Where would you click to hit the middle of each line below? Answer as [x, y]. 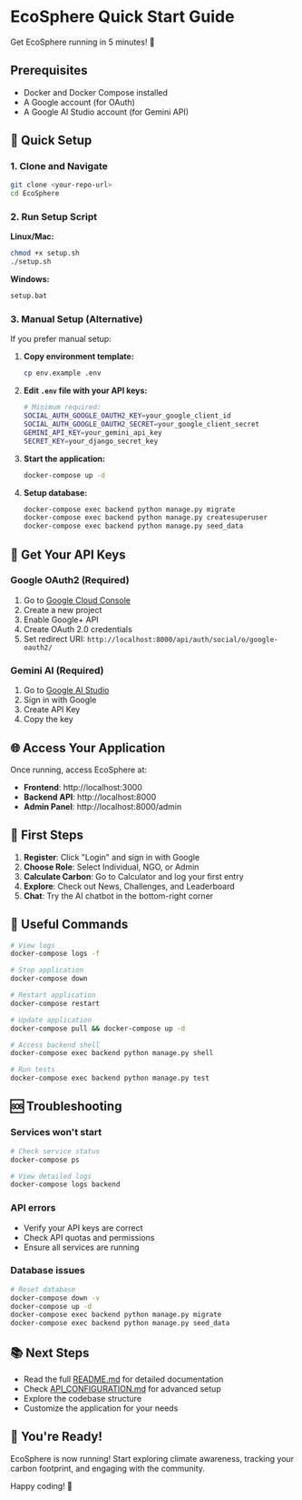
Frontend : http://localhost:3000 [83, 787]
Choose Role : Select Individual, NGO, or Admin [111, 867]
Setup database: [55, 492]
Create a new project [63, 609]
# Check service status [55, 1151]
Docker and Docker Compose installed [96, 92]
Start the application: [64, 458]
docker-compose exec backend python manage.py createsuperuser [146, 518]
